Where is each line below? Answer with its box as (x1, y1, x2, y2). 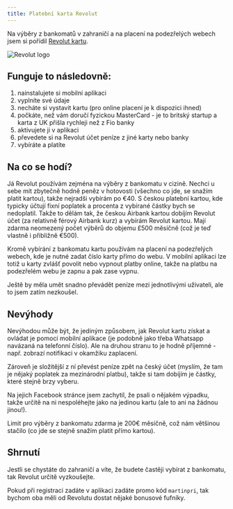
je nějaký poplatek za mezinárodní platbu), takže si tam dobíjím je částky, (7, 370, 217, 379)
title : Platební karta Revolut (7, 10, 98, 17)
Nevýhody (7, 308, 54, 320)
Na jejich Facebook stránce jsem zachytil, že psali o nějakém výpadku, (7, 391, 210, 400)
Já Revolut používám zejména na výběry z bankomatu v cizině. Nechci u (7, 179, 215, 188)
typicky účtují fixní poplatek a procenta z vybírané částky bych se (7, 202, 195, 210)
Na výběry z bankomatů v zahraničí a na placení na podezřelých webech (7, 29, 216, 38)
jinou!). (7, 406, 27, 414)
